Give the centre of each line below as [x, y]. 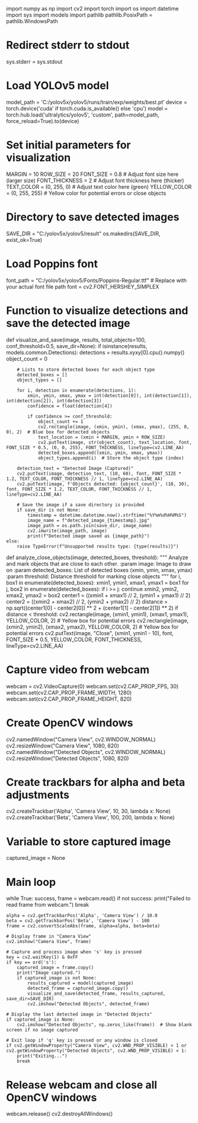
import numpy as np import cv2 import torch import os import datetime [92, 9]
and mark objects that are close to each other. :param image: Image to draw [99, 563]
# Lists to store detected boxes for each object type [86, 370]
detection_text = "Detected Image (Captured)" [75, 468]
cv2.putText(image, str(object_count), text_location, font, [115, 442]
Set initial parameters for [68, 145]
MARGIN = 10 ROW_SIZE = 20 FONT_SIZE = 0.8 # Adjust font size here [92, 174]
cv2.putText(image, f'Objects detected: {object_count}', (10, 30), [103, 484]
